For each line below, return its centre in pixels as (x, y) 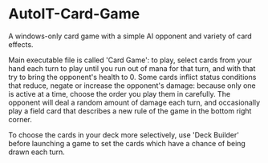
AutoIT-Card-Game (74, 14)
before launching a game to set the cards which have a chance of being (127, 143)
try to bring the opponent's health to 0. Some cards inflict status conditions (132, 77)
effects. (21, 44)
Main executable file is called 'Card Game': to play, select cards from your (130, 60)
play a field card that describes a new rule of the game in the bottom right (130, 111)
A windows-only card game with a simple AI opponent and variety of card (130, 36)
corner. (20, 119)
